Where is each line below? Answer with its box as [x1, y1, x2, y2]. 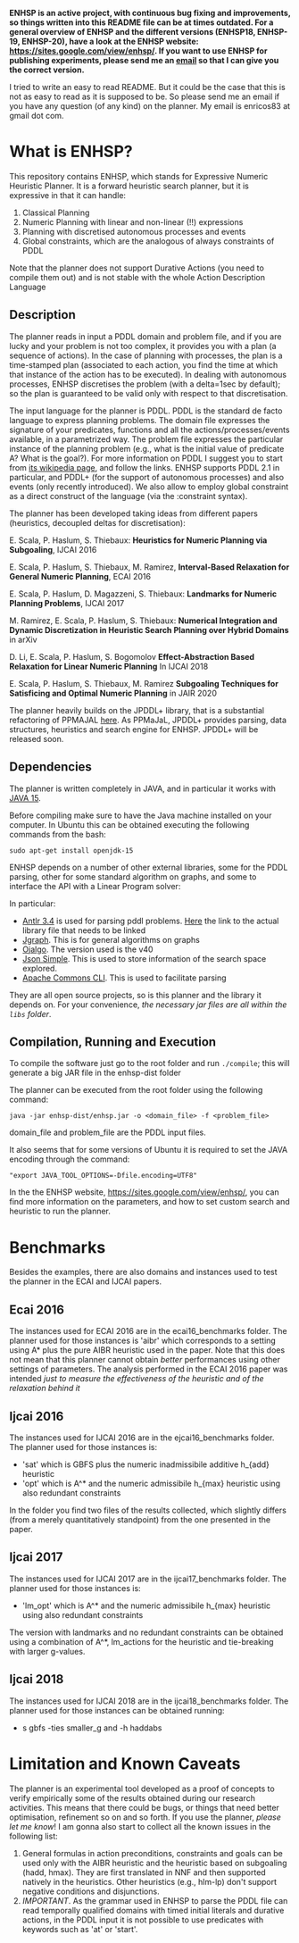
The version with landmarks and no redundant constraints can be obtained [9, 1627, 284, 1638]
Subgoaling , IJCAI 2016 [9, 544, 97, 555]
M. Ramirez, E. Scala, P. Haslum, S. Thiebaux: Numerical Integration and [9, 615, 278, 626]
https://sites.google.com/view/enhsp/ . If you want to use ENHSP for [9, 46, 268, 56]
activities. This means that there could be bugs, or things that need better [9, 1802, 279, 1813]
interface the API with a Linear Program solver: [9, 880, 181, 891]
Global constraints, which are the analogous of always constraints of [21, 236, 275, 246]
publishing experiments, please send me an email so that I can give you [9, 55, 279, 65]
